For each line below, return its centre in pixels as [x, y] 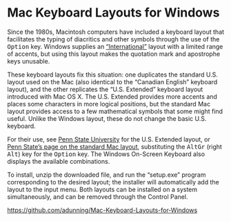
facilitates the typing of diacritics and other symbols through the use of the [113, 39]
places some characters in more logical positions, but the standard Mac [109, 104]
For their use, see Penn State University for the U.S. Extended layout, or [109, 139]
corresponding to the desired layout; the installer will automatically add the [113, 182]
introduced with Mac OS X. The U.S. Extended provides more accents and [112, 96]
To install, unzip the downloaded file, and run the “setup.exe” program [107, 175]
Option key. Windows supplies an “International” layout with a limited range [115, 46]
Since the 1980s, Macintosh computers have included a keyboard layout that [116, 32]
